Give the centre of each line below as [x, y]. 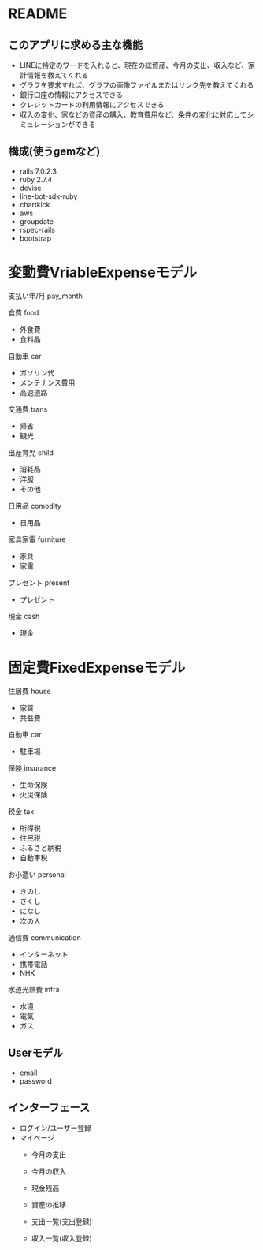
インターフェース [49, 1108]
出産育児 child [31, 452]
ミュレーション [44, 124]
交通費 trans [28, 409]
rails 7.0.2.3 [38, 171]
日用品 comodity [35, 506]
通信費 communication [44, 937]
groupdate [36, 221]
